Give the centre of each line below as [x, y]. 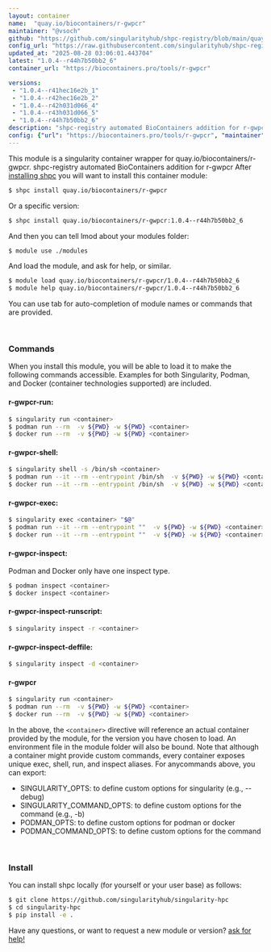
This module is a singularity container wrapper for [91, 158]
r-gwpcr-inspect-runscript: [55, 612]
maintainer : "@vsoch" [45, 31]
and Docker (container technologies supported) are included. [110, 383]
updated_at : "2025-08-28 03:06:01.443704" [81, 53]
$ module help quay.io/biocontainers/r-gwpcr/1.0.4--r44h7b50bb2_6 [124, 288]
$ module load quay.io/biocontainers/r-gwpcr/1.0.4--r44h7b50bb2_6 [124, 281]
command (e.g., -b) [52, 814]
